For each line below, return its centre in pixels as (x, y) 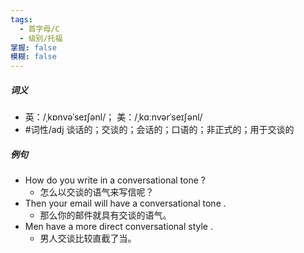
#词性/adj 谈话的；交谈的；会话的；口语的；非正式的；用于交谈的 (159, 130)
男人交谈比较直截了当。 (88, 238)
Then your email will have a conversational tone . (125, 203)
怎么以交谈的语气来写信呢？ (97, 192)
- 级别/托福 (41, 38)
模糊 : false (33, 57)
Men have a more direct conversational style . (118, 227)
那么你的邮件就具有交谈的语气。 (105, 215)
